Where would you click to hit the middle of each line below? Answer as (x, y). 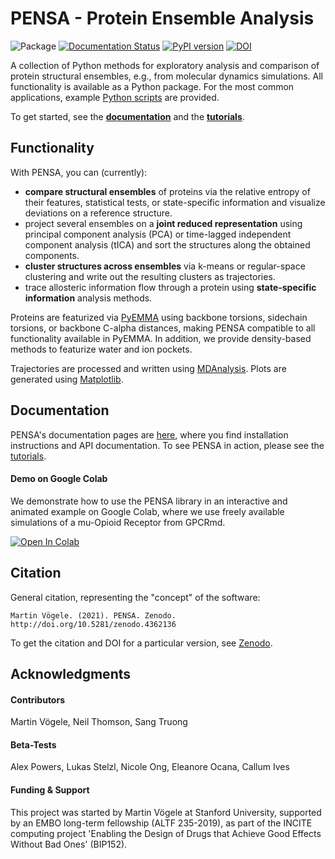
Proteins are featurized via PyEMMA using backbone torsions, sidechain (159, 317)
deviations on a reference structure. (98, 213)
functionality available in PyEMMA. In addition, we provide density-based (161, 338)
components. (52, 255)
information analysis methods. (88, 298)
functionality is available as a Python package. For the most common (152, 86)
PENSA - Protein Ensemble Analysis (162, 18)
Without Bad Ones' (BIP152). (69, 844)
